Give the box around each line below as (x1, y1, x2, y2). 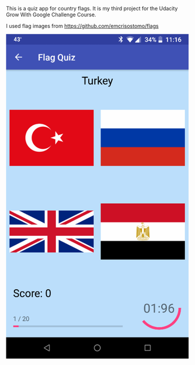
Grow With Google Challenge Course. (6, 11, 96, 18)
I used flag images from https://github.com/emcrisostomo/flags (6, 23, 159, 29)
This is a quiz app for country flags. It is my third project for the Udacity (6, 5, 178, 12)
